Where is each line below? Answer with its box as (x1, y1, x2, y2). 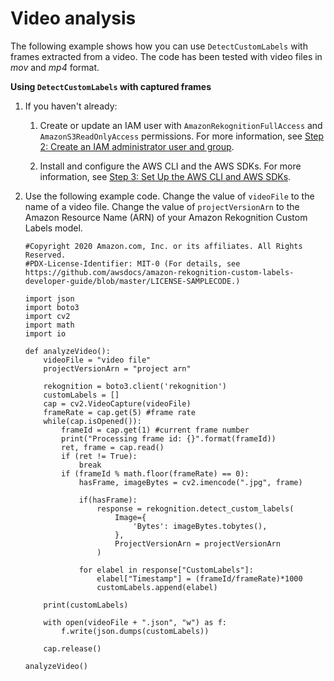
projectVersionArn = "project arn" (43, 363, 192, 374)
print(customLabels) (43, 600, 129, 610)
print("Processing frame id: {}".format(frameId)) (61, 433, 277, 444)
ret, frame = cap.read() (61, 442, 165, 452)
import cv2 (24, 311, 71, 321)
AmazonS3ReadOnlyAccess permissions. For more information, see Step (39, 130, 325, 142)
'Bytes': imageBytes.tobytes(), (132, 521, 268, 531)
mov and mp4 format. (10, 61, 100, 73)
